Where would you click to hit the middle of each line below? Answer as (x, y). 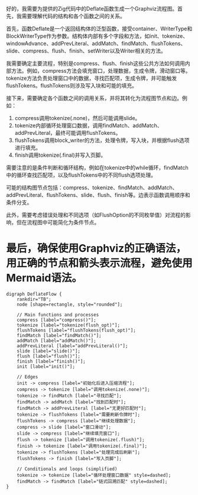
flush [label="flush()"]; (49, 356)
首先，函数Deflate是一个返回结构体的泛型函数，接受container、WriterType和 (99, 29)
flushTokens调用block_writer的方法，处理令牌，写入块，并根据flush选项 (102, 140)
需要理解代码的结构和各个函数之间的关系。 (73, 16)
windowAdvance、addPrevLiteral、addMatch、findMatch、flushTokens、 (96, 43)
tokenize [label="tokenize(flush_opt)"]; (68, 325)
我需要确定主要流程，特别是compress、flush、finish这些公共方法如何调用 (95, 63)
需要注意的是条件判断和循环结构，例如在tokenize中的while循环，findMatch (98, 168)
